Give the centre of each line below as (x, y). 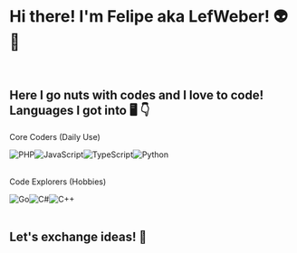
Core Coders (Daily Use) (55, 136)
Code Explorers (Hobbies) (58, 182)
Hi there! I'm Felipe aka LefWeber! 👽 (148, 17)
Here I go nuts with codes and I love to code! (137, 95)
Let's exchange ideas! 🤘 (78, 237)
